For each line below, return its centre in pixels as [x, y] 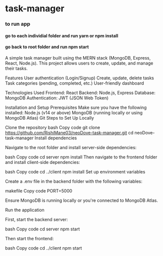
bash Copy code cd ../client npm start [44, 248]
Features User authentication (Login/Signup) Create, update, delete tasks [80, 78]
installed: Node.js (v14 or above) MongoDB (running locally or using [74, 112]
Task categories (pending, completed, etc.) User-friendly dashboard [75, 83]
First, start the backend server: [37, 219]
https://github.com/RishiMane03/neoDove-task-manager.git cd [69, 132]
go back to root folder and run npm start [47, 47]
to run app [18, 24]
